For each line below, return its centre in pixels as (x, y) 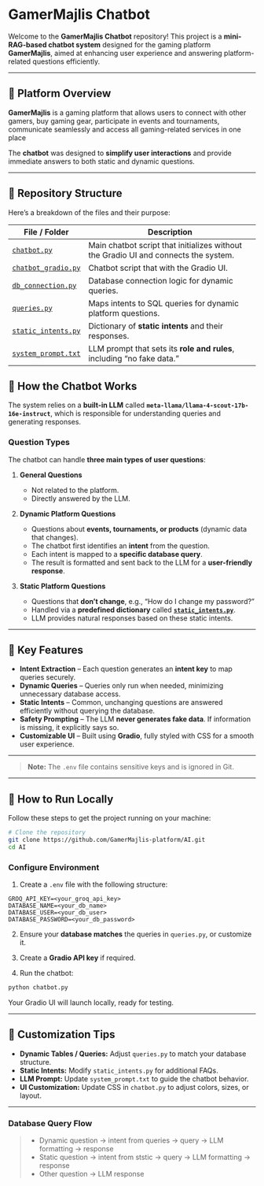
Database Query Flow (50, 1123)
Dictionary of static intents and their (156, 326)
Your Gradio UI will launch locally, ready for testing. (91, 1003)
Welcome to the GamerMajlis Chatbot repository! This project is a (115, 36)
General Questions (51, 475)
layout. (30, 1095)
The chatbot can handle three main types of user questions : (107, 459)
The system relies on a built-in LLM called (77, 405)
